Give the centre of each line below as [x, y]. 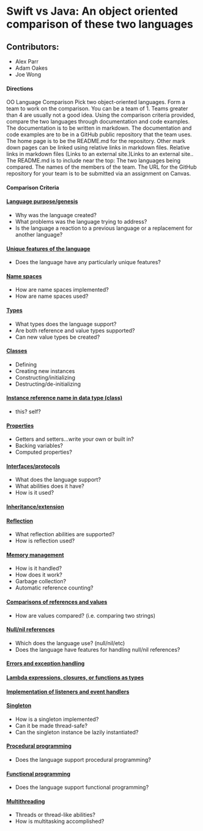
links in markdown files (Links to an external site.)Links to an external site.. [100, 154]
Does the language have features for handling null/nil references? [98, 649]
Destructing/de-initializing [48, 384]
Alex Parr [27, 61]
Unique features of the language [48, 248]
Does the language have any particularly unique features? [88, 262]
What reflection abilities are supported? [65, 534]
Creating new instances [45, 371]
